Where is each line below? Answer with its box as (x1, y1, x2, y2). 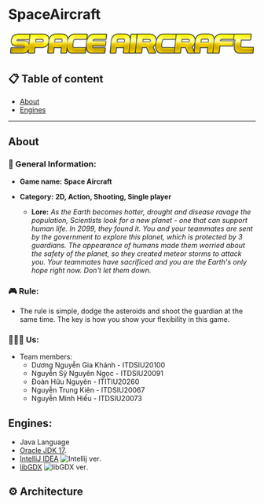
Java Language (19, 437, 70, 447)
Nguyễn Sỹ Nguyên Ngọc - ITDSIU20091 (31, 369, 163, 378)
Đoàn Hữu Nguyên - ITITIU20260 (31, 377, 140, 386)
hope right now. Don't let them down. (31, 265, 152, 275)
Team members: (19, 352, 73, 362)
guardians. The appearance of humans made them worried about (31, 240, 246, 250)
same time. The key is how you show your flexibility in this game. (19, 314, 230, 323)
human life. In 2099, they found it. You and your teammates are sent (31, 224, 253, 233)
